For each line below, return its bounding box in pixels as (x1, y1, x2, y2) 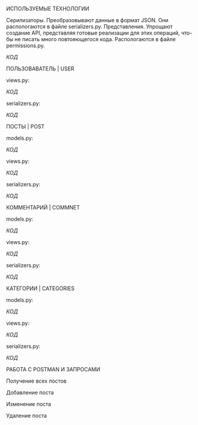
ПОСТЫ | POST (6, 123, 45, 130)
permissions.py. (6, 42, 45, 49)
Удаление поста (6, 412, 48, 419)
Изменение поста (6, 401, 52, 408)
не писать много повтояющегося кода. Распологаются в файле (14, 36, 176, 42)
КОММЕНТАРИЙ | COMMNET (6, 204, 80, 211)
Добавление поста (6, 389, 54, 396)
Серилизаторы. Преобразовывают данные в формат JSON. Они (6, 17, 169, 23)
